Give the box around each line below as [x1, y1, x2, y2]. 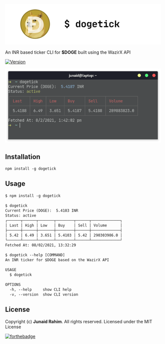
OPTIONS [5, 282, 21, 287]
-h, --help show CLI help [9, 287, 72, 292]
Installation [5, 153, 41, 161]
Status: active [5, 213, 37, 218]
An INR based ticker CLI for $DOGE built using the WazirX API [5, 49, 131, 55]
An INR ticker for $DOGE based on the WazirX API [5, 257, 110, 263]
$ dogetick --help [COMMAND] [5, 252, 65, 258]
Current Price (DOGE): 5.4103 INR [5, 208, 79, 213]
